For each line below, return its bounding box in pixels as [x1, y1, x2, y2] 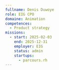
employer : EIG [14, 44, 43, 49]
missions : [5, 30, 26, 35]
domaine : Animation [5, 16, 46, 21]
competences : [5, 21, 32, 26]
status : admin [14, 48, 43, 53]
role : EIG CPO [5, 12, 35, 17]
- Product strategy [9, 26, 50, 31]
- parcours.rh [18, 58, 48, 63]
